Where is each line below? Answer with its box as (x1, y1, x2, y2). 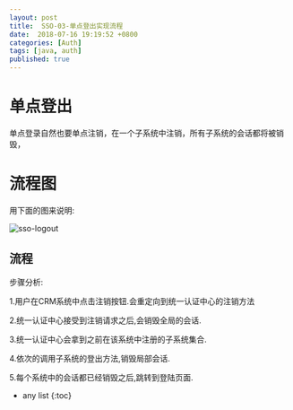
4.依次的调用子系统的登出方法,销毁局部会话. (9, 353, 170, 363)
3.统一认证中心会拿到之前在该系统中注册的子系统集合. (9, 334, 208, 345)
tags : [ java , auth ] (9, 47, 82, 56)
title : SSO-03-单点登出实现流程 (9, 22, 124, 31)
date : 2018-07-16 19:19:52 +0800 (9, 30, 139, 39)
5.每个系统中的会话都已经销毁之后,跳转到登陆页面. (9, 371, 194, 382)
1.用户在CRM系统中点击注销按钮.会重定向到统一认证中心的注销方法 (9, 295, 255, 306)
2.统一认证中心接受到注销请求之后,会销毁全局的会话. (9, 315, 202, 326)
